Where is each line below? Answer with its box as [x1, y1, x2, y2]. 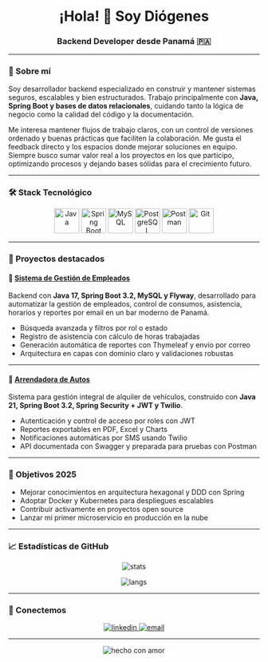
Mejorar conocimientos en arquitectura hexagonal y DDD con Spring [19, 487, 245, 497]
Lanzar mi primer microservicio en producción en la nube [19, 513, 209, 522]
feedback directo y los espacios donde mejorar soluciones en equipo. [8, 141, 238, 151]
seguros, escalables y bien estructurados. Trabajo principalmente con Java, [8, 92, 258, 102]
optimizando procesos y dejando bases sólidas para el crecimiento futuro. [8, 159, 252, 168]
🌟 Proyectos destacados [8, 253, 105, 264]
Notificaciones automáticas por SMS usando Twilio [19, 433, 187, 442]
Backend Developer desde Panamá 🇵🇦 [57, 36, 211, 47]
